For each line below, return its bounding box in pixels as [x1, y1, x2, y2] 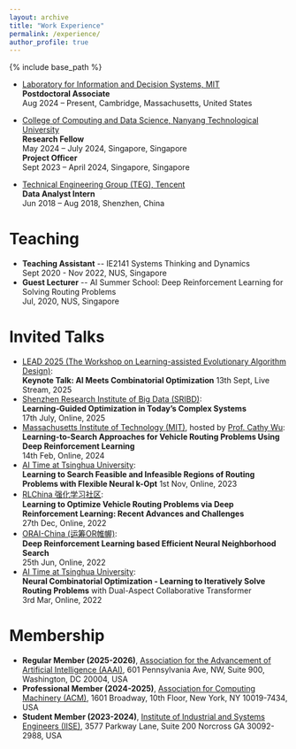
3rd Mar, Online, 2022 [21, 595, 102, 606]
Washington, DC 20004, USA [21, 674, 128, 684]
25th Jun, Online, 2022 [21, 557, 106, 568]
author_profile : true [9, 37, 89, 47]
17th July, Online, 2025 [21, 413, 106, 423]
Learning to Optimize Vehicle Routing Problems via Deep [21, 499, 234, 510]
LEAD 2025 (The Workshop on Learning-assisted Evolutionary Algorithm [21, 356, 287, 367]
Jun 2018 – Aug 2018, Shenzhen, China [21, 198, 165, 209]
